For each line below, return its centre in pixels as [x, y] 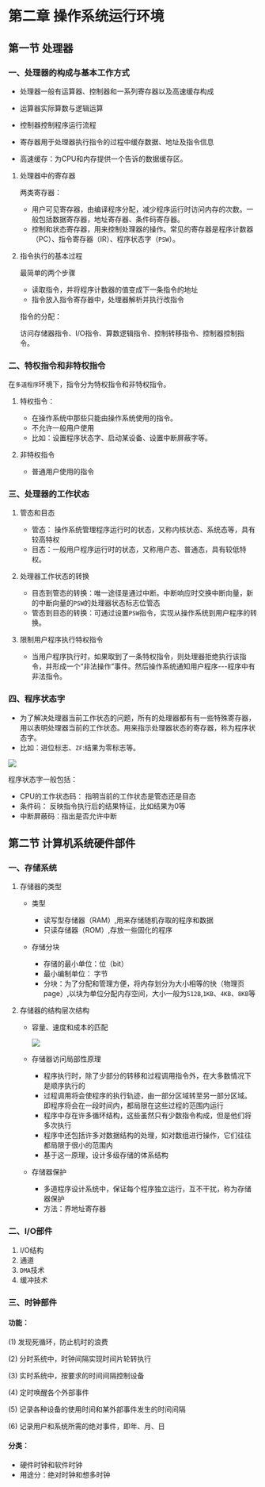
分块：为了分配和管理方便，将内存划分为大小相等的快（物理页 [144, 983]
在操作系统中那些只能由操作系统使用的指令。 [104, 418]
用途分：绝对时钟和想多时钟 [65, 1475]
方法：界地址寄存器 [75, 1209]
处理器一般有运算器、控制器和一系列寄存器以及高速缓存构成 [117, 91]
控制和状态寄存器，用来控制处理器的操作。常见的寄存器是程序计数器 [142, 229]
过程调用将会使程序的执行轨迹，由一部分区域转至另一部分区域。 [147, 1096]
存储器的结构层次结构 [54, 1010]
